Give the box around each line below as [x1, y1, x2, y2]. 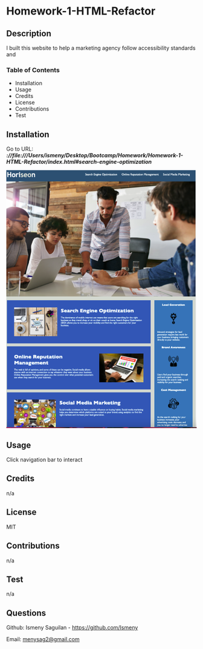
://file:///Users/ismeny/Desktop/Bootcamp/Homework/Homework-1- [6, 152, 183, 159]
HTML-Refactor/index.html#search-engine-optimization [6, 158, 152, 166]
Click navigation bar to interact [6, 456, 83, 463]
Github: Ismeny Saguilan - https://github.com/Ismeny [6, 624, 138, 631]
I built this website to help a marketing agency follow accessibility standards [6, 44, 196, 51]
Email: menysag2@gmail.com [6, 636, 80, 643]
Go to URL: [6, 145, 33, 152]
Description [6, 28, 51, 39]
